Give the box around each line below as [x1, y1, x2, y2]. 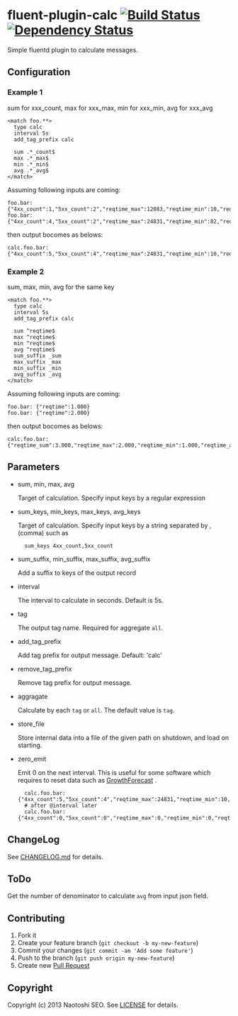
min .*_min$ [13, 160, 50, 168]
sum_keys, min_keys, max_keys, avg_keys [17, 507, 141, 515]
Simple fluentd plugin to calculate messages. [7, 45, 138, 54]
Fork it [17, 931, 37, 939]
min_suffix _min [13, 364, 62, 372]
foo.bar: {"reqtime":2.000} [7, 409, 91, 416]
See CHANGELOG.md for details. [7, 852, 104, 861]
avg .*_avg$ [13, 167, 50, 174]
